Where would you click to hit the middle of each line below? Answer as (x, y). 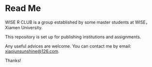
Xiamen (13, 27)
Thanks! (13, 60)
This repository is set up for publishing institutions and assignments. (73, 37)
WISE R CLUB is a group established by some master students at (69, 22)
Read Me (23, 8)
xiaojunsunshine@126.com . (32, 51)
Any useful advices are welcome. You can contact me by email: (68, 46)
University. (32, 27)
